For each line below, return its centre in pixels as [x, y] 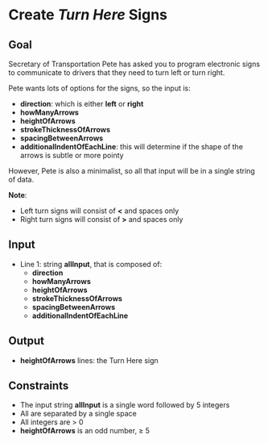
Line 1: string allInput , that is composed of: [91, 264]
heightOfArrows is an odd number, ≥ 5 [85, 431]
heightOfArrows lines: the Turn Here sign [89, 360]
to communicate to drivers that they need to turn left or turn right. [117, 73]
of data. [21, 180]
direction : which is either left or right [82, 104]
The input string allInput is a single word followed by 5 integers [125, 405]
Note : [18, 195]
